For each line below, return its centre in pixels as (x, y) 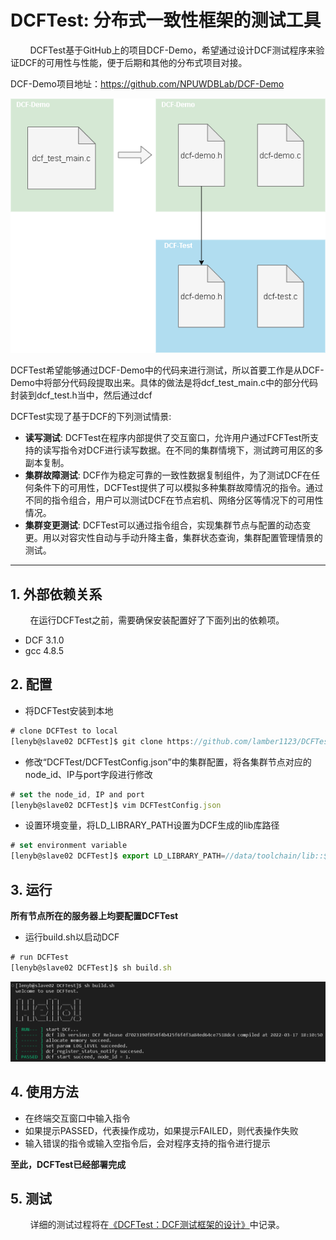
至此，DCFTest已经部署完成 (68, 1164)
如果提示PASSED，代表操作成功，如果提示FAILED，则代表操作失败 (161, 1130)
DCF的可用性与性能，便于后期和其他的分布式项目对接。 (133, 62)
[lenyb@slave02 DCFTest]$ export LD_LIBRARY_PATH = (118, 856)
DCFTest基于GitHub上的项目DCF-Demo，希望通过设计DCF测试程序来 (173, 50)
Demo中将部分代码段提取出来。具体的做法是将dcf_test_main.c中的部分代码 (164, 383)
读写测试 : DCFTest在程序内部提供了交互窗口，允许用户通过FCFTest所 (167, 438)
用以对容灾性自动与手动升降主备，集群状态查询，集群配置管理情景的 (182, 538)
